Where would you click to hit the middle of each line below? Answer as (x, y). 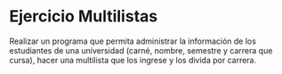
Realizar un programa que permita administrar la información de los (133, 41)
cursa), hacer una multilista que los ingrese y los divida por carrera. (133, 60)
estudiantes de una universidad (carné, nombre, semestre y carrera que (141, 50)
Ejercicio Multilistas (84, 16)
